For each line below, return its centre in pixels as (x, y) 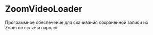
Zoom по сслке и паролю (31, 27)
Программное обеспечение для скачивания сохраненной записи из (76, 22)
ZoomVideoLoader (44, 9)
